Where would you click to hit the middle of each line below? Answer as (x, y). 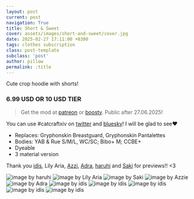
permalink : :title (29, 67)
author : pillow (25, 61)
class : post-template (33, 50)
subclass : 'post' (28, 56)
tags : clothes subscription (41, 45)
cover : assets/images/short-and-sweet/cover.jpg (67, 34)
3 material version (37, 154)
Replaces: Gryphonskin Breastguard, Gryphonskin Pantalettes (90, 135)
